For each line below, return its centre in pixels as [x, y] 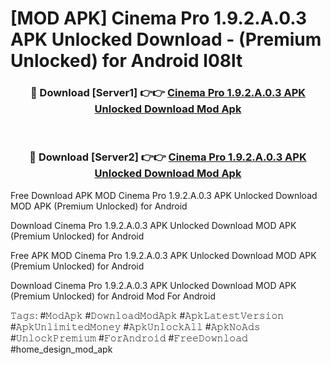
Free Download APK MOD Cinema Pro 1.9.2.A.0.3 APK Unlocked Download [164, 195]
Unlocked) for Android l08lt [126, 61]
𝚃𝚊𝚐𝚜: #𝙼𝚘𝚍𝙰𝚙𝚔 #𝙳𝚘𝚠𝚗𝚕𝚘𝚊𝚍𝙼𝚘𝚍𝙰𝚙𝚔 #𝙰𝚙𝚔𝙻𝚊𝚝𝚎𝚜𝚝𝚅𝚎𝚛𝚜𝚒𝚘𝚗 [147, 315]
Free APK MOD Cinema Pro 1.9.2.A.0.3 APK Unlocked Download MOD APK [163, 255]
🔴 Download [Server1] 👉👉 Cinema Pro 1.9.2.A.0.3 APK [168, 93]
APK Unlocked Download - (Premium [166, 39]
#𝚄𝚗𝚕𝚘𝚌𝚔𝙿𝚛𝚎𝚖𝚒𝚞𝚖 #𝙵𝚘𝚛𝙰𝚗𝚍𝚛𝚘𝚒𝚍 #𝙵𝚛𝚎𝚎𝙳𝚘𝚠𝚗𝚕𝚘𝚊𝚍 [129, 338]
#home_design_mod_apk [61, 349]
